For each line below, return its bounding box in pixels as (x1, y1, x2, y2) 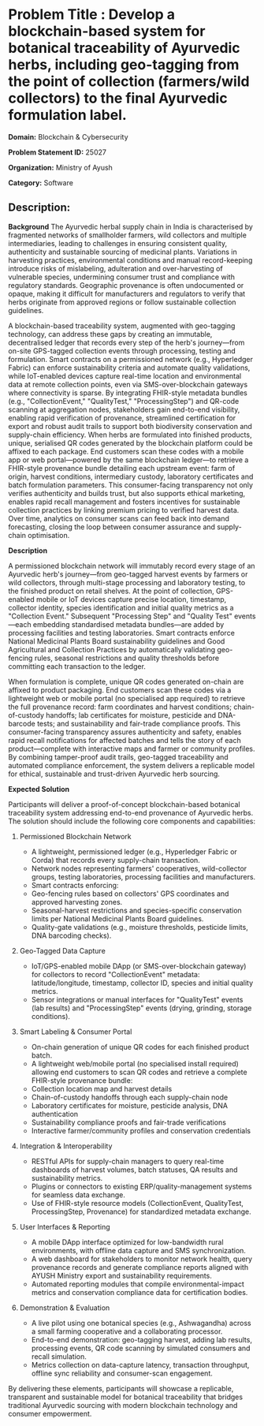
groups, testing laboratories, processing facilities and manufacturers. (31, 872, 256, 881)
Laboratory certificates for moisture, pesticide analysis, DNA (31, 1100, 229, 1110)
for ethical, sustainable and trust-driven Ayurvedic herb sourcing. (8, 769, 221, 778)
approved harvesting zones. (31, 897, 123, 906)
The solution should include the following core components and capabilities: (8, 816, 256, 826)
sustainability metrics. (31, 1173, 103, 1182)
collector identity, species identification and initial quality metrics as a (8, 603, 234, 612)
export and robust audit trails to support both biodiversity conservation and (8, 421, 252, 431)
